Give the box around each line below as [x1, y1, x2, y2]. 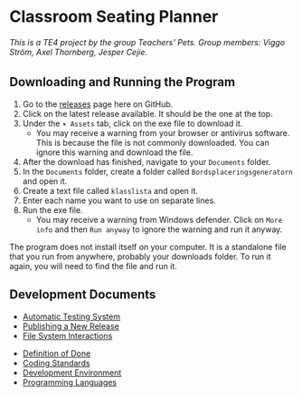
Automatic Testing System [22, 311, 120, 322]
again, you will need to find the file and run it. [9, 260, 178, 271]
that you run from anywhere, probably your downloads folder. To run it [9, 251, 271, 262]
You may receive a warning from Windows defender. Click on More [35, 214, 283, 225]
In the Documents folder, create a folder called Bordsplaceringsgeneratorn [22, 166, 294, 177]
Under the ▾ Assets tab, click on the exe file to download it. [22, 118, 243, 129]
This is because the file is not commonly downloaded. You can [35, 137, 269, 148]
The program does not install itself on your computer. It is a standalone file [9, 241, 287, 252]
